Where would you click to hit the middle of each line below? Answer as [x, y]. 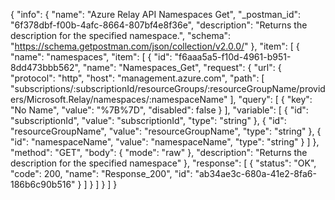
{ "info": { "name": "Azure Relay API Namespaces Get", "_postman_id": [156, 14]
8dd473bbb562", [45, 67]
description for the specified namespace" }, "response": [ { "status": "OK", [163, 163]
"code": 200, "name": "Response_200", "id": [101, 173]
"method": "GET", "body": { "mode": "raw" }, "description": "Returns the [159, 152]
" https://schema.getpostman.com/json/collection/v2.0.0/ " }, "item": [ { [155, 46]
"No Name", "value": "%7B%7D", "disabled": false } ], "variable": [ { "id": [159, 110]
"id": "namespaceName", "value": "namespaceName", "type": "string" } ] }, [165, 142]
